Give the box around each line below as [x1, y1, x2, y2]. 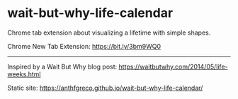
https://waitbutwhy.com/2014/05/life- [118, 62, 228, 71]
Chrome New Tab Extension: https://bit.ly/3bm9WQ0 [7, 42, 161, 50]
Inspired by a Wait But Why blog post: [7, 62, 118, 71]
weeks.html [7, 69, 41, 78]
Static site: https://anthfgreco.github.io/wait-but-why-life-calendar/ [7, 83, 203, 92]
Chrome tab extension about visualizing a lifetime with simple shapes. [7, 28, 211, 37]
